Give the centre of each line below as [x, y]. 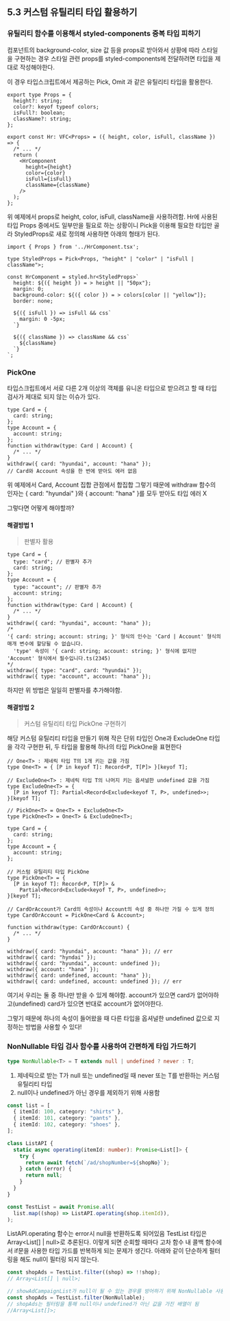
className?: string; [42, 119]
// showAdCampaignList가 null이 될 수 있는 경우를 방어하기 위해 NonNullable [110, 1291]
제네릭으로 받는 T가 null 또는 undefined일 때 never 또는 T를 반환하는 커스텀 [118, 1075]
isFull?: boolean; [40, 113]
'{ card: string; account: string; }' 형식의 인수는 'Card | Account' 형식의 [114, 637]
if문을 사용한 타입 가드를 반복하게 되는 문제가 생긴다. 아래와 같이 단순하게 [111, 1251]
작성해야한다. [37, 67]
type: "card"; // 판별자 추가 [53, 562]
